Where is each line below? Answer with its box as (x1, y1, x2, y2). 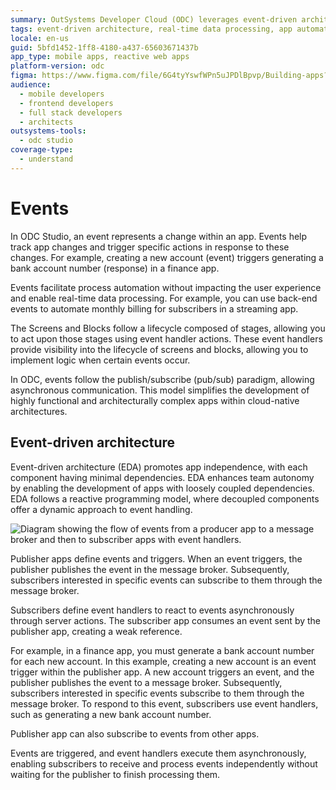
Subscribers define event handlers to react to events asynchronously (10, 604, 295, 616)
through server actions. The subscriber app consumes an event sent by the (10, 614, 322, 626)
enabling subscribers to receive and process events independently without (10, 757, 318, 770)
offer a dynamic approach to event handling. (10, 503, 193, 515)
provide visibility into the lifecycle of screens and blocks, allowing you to (10, 343, 309, 355)
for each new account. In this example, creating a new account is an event (10, 655, 317, 667)
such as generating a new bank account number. (10, 708, 212, 720)
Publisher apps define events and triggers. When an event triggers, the (10, 552, 303, 565)
